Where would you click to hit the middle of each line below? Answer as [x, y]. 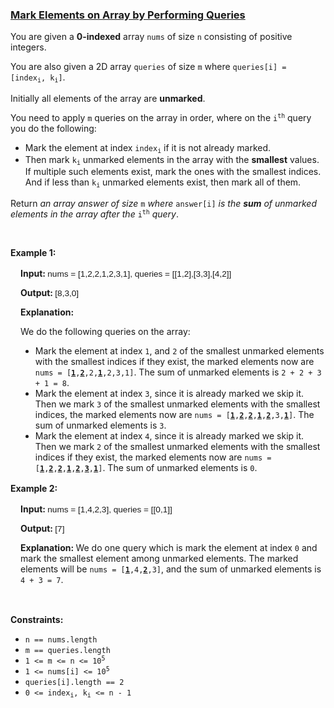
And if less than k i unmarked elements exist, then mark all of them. [163, 183]
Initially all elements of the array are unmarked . [108, 98]
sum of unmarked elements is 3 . [100, 425]
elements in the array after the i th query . [95, 214]
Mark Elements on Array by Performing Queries [128, 15]
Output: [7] [42, 528]
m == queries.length [67, 650]
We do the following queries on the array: [105, 331]
